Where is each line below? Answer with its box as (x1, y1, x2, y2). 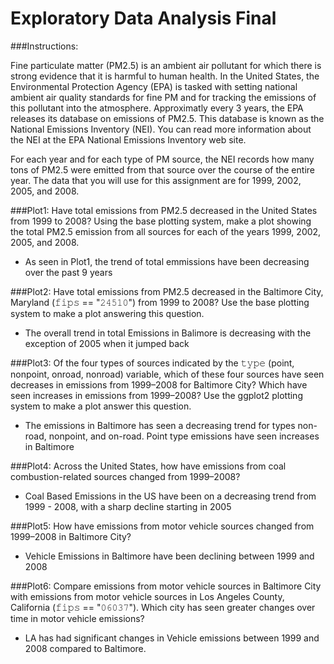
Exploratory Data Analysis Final (10, 7, 277, 30)
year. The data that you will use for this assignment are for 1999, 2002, (10, 174, 302, 186)
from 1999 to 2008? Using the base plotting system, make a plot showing (10, 215, 312, 227)
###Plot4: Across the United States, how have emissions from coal (10, 460, 287, 472)
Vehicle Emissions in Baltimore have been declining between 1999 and (24, 550, 315, 562)
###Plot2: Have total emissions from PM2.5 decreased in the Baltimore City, (10, 285, 324, 297)
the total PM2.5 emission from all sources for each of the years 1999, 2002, (10, 225, 322, 237)
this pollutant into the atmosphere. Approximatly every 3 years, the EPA (10, 102, 304, 114)
